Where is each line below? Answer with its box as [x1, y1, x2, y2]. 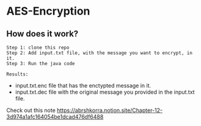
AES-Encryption [6, 4, 90, 18]
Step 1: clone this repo [6, 44, 70, 51]
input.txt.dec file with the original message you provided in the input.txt [15, 88, 195, 96]
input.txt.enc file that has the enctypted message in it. [15, 82, 152, 89]
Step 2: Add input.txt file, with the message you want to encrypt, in [6, 50, 192, 56]
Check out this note [6, 107, 56, 114]
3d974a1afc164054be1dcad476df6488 [6, 113, 104, 120]
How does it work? [6, 29, 79, 39]
